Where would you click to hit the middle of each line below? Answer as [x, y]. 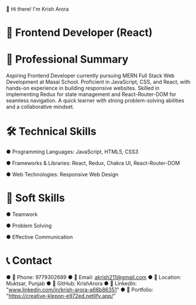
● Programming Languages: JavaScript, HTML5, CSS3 [72, 152]
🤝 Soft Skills [36, 198]
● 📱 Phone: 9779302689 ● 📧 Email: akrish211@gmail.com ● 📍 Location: [94, 277]
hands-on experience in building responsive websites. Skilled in [83, 88]
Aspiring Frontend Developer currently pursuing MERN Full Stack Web [90, 76]
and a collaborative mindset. [40, 107]
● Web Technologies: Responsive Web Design [62, 174]
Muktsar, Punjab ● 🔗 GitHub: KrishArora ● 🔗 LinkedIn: [72, 283]
